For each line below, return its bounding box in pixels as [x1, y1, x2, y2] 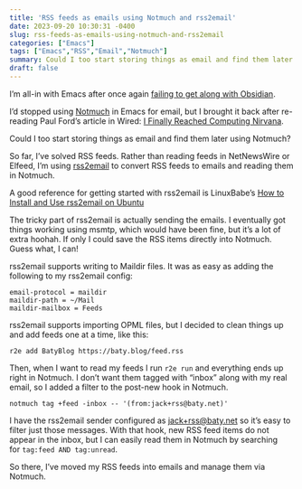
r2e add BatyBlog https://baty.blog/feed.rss [9, 346, 184, 355]
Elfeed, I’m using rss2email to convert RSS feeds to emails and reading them [9, 160, 294, 171]
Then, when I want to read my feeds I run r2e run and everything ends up [9, 362, 284, 373]
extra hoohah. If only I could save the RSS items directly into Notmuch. [9, 233, 272, 244]
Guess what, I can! [9, 243, 79, 254]
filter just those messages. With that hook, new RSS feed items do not [9, 424, 269, 435]
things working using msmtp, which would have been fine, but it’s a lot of [9, 223, 282, 235]
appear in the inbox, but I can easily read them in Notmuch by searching [9, 434, 278, 445]
